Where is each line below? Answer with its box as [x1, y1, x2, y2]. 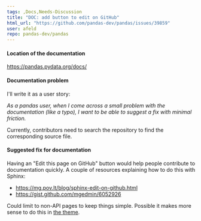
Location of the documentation [7, 49, 86, 57]
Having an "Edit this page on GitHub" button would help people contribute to [7, 160, 196, 167]
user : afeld [7, 25, 36, 32]
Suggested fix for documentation [7, 147, 92, 154]
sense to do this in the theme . [7, 208, 80, 216]
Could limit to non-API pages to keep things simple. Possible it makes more [7, 202, 192, 209]
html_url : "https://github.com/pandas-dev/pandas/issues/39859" [7, 20, 170, 26]
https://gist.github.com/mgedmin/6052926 [15, 190, 121, 198]
